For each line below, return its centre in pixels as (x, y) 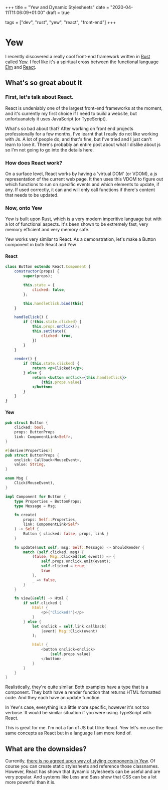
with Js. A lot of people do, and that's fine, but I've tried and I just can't (78, 139)
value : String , (30, 464)
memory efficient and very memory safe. (47, 230)
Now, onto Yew (24, 208)
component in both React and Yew (41, 245)
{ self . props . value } (70, 654)
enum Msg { (17, 479)
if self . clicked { (42, 603)
